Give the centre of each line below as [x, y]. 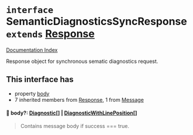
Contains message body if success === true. [75, 126]
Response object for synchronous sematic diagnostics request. [82, 61]
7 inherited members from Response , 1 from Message [79, 100]
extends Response [50, 34]
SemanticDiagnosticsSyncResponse [96, 22]
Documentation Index [32, 50]
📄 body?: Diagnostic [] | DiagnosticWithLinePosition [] [72, 113]
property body [32, 93]
